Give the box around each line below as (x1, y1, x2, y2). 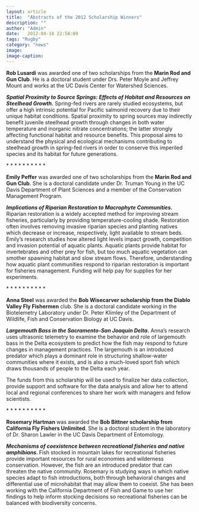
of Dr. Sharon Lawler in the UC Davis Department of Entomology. (6, 431, 165, 438)
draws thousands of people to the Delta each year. (6, 365, 130, 372)
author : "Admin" (6, 25, 46, 32)
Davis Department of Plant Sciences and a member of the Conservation (6, 186, 182, 193)
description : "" (6, 20, 46, 26)
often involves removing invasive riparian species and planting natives (6, 222, 178, 230)
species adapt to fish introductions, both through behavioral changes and (6, 474, 186, 481)
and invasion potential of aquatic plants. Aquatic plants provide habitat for (6, 241, 187, 249)
